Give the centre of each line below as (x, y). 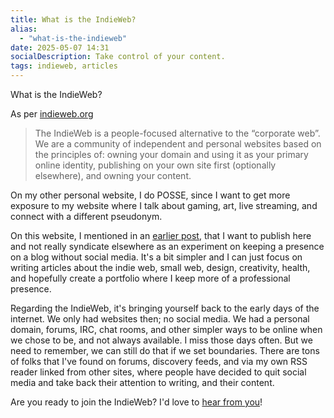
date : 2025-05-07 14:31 (60, 47)
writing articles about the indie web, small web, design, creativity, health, (160, 267)
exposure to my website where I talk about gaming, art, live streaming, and (164, 205)
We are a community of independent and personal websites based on (178, 144)
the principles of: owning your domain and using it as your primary (171, 154)
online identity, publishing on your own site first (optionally (155, 165)
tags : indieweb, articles (64, 66)
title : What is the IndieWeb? (73, 19)
